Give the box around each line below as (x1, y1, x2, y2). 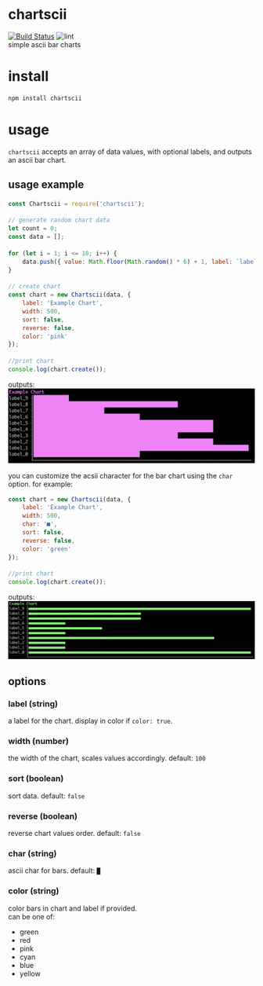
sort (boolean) (8, 773, 64, 784)
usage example (8, 178, 85, 192)
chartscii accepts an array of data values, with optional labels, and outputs (8, 147, 252, 156)
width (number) (8, 735, 69, 746)
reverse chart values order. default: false (8, 828, 141, 838)
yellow (19, 969, 41, 978)
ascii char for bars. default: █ (8, 866, 101, 875)
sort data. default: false (8, 791, 85, 801)
